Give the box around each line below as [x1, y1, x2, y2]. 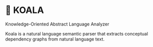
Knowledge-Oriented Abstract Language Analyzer [5, 21, 110, 27]
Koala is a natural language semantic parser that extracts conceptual [5, 30, 148, 36]
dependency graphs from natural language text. [5, 36, 105, 42]
